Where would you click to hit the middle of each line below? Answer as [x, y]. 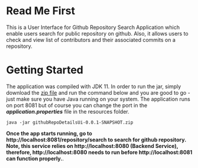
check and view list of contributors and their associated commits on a [91, 40]
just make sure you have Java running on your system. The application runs [98, 99]
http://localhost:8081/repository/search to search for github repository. [96, 140]
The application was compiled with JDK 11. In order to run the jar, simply [94, 86]
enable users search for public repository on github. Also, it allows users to [97, 33]
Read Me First [41, 11]
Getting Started [45, 70]
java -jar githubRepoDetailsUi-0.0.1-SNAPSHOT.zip [70, 122]
